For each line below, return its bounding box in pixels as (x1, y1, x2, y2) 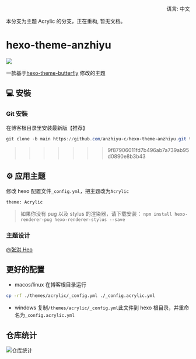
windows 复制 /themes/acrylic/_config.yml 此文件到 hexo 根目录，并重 (14, 304, 184, 311)
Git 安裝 (6, 110, 28, 118)
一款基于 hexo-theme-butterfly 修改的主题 (6, 69, 106, 77)
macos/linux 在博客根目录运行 (14, 281, 86, 288)
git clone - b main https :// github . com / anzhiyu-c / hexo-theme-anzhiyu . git (6, 136, 187, 141)
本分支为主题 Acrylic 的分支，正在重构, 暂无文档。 (6, 18, 126, 25)
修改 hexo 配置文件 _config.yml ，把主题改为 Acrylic (6, 188, 129, 195)
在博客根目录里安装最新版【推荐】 (6, 124, 88, 131)
